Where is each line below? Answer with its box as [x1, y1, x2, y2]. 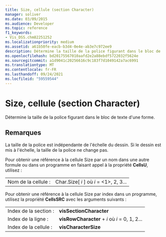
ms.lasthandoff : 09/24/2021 [5, 72, 63, 77]
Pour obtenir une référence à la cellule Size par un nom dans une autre [5, 157, 150, 163]
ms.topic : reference [5, 26, 48, 31]
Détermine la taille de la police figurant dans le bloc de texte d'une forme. [5, 114, 155, 120]
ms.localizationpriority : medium [5, 40, 74, 45]
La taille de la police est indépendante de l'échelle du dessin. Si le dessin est [5, 142, 162, 148]
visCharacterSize [58, 224, 101, 231]
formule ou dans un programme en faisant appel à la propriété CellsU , [5, 162, 148, 168]
